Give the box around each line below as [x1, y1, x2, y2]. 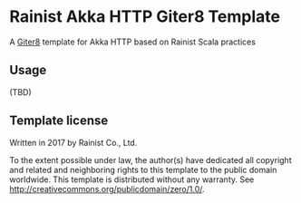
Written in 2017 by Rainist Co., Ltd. [9, 137, 138, 148]
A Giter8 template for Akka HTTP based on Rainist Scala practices [9, 36, 257, 47]
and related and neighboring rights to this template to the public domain [9, 164, 277, 175]
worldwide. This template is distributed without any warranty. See [9, 174, 255, 185]
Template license [9, 113, 109, 129]
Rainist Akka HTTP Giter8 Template [9, 6, 281, 27]
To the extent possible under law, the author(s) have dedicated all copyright [9, 154, 292, 165]
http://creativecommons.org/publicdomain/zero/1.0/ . [9, 183, 206, 194]
